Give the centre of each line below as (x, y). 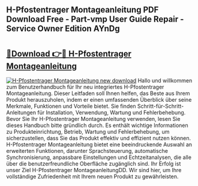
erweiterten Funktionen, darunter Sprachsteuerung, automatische (87, 151)
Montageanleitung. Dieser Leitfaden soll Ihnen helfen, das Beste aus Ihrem (98, 93)
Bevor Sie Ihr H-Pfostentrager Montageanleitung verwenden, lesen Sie (93, 119)
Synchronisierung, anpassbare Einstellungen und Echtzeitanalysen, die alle (99, 157)
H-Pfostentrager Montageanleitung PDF (82, 10)
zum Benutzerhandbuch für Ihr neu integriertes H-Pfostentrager (85, 87)
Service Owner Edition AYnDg (63, 29)
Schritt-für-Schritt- (160, 106)
